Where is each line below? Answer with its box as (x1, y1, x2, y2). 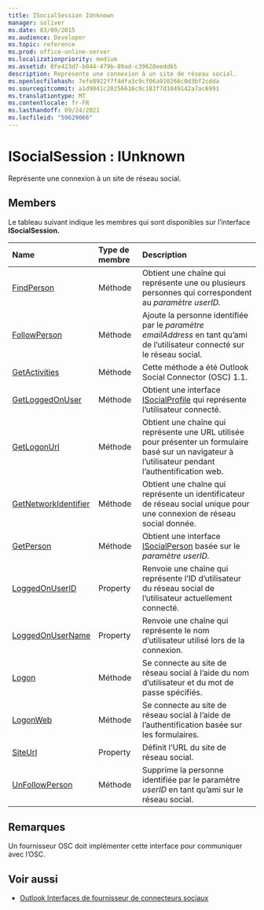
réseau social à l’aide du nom (142, 667, 250, 678)
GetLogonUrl (12, 441, 60, 452)
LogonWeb (12, 714, 53, 725)
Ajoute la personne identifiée (142, 310, 249, 321)
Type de (97, 244, 130, 255)
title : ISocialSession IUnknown (8, 11, 114, 20)
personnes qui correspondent (142, 287, 252, 298)
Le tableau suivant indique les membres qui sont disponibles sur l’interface (8, 217, 251, 226)
